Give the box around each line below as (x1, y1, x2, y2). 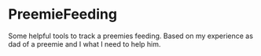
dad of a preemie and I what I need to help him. (8, 39, 161, 48)
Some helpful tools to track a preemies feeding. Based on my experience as (8, 31, 254, 40)
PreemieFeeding (8, 5, 118, 23)
